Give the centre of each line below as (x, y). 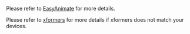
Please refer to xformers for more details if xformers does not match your (95, 20)
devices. (16, 26)
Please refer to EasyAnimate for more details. (61, 8)
